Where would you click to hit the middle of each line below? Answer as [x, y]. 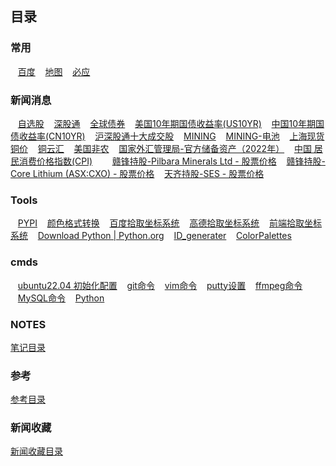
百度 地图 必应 [54, 71]
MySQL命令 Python [61, 298]
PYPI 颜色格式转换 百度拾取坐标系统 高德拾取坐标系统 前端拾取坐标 [169, 223]
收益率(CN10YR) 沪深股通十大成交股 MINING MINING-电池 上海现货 [171, 136]
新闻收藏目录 [36, 451]
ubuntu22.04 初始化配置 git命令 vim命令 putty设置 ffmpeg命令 [160, 285]
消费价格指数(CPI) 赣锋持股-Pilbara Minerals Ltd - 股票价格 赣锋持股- [172, 161]
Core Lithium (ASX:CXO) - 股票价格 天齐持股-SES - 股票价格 [137, 173]
